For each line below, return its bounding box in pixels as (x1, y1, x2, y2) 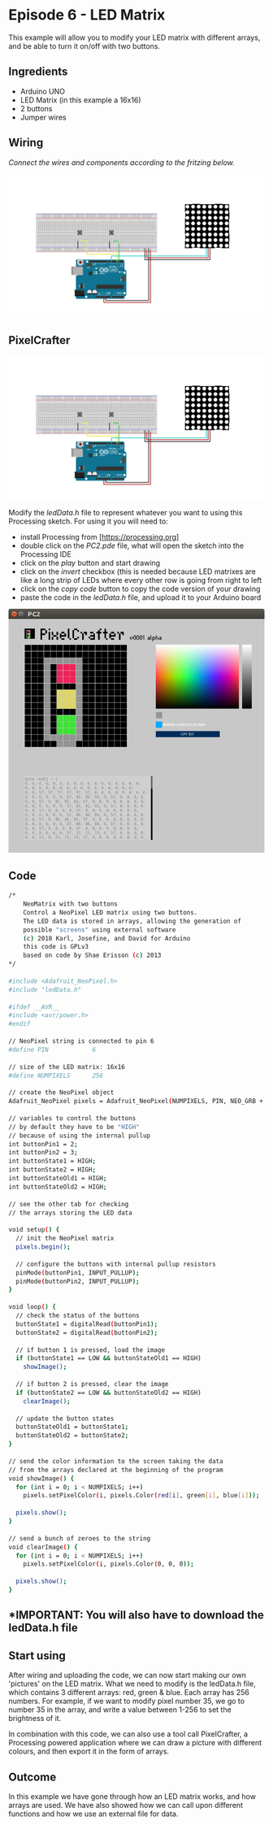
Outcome (8, 1770, 57, 1784)
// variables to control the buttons (8, 1114, 136, 1123)
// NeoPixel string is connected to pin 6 (8, 1037, 154, 1045)
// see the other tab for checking (8, 1200, 129, 1208)
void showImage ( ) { (8, 1474, 75, 1483)
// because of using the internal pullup (8, 1132, 151, 1140)
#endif (8, 1020, 31, 1028)
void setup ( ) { (8, 1226, 60, 1234)
